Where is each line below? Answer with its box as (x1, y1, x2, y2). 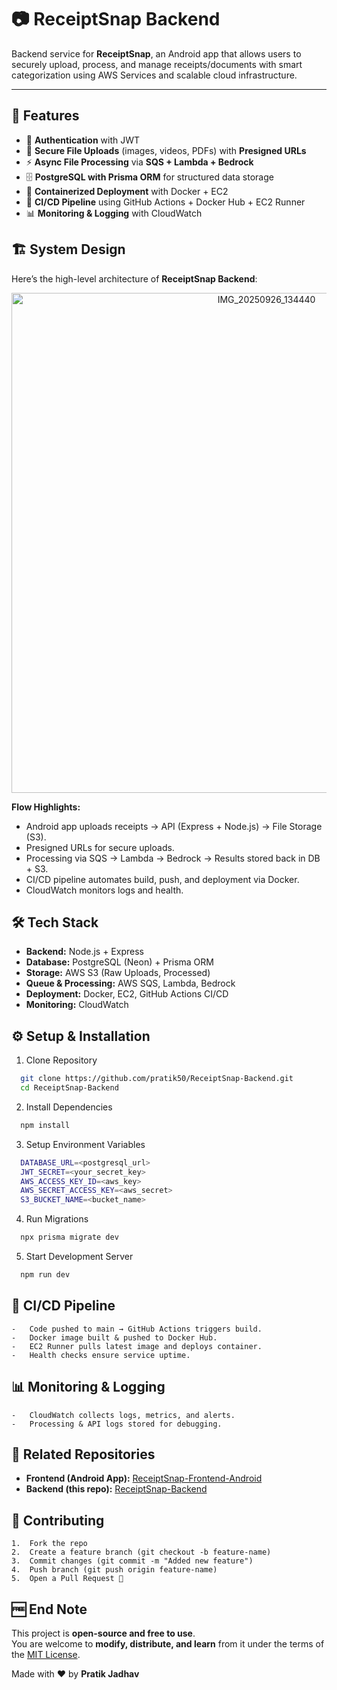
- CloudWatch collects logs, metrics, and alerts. (11, 1410, 236, 1420)
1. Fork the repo (11, 1539, 88, 1549)
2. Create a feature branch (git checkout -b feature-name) (11, 1547, 272, 1558)
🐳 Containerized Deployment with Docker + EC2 (25, 185, 229, 197)
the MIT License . (11, 1649, 81, 1660)
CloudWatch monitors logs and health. (25, 884, 184, 896)
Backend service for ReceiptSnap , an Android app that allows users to (11, 47, 302, 60)
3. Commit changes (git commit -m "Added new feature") (11, 1556, 254, 1566)
